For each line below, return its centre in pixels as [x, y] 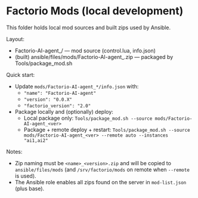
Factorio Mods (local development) [95, 11]
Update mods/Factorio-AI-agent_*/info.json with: [77, 86]
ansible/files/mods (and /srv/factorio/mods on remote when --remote [102, 169]
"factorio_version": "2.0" [57, 106]
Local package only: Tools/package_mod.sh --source [88, 118]
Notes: [14, 151]
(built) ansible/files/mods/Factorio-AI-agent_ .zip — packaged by [94, 57]
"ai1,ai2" [36, 140]
